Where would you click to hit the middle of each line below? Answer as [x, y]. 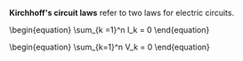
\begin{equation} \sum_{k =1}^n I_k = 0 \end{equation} [109, 30]
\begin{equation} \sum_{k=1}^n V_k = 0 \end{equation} [110, 47]
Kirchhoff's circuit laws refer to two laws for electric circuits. [121, 13]
